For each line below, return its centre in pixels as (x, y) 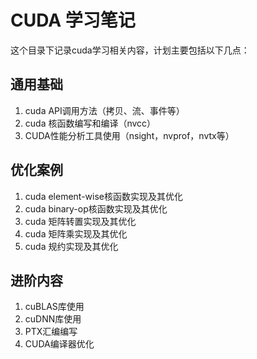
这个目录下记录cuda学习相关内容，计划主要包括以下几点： (130, 50)
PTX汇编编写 (51, 332)
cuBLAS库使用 (54, 307)
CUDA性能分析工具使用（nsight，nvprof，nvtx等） (129, 135)
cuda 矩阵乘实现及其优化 (76, 233)
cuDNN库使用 (53, 319)
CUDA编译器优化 (59, 344)
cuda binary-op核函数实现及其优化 (96, 208)
